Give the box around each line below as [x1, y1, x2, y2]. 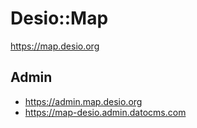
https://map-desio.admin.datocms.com [24, 106, 187, 118]
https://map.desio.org [10, 40, 100, 52]
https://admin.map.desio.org [24, 95, 143, 107]
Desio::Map [10, 7, 109, 30]
